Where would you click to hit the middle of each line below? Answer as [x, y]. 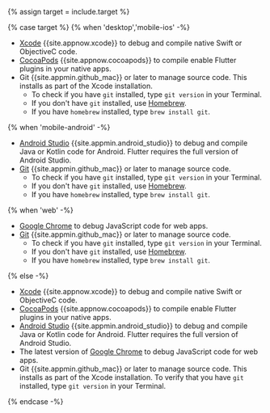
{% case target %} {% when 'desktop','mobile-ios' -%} [99, 27]
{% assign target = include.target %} [69, 12]
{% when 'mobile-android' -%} [59, 127]
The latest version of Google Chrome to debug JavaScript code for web [138, 352]
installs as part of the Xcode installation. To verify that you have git [131, 377]
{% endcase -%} [36, 402]
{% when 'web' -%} [40, 210]
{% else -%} [28, 276]
